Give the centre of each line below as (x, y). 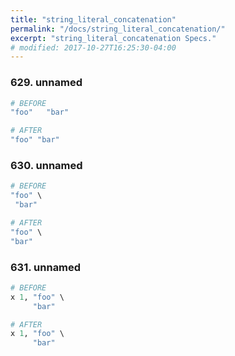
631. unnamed (46, 267)
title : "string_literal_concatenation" (93, 19)
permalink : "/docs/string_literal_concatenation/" (118, 29)
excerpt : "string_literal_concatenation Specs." (113, 38)
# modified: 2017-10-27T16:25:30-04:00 (93, 47)
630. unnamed (46, 165)
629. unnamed (46, 83)
